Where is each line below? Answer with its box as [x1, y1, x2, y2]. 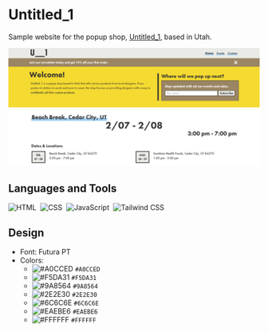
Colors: [19, 255, 44, 265]
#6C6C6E [73, 299, 100, 308]
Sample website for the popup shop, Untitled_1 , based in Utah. [8, 32, 213, 41]
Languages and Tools [8, 182, 117, 196]
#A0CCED [74, 266, 100, 274]
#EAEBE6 [73, 308, 98, 316]
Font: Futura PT [19, 247, 71, 257]
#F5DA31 [71, 274, 97, 283]
